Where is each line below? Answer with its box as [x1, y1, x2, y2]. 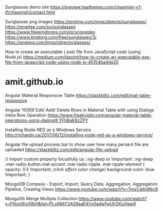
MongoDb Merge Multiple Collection [5, 195, 78, 201]
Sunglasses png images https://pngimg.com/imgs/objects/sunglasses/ [5, 19, 147, 24]
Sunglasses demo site [5, 4, 50, 10]
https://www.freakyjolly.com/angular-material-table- [48, 112, 153, 118]
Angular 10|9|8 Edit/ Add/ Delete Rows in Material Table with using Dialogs [5, 107, 154, 113]
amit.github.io [5, 77, 64, 87]
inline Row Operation [5, 112, 47, 118]
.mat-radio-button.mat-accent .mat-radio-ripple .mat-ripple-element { [5, 161, 145, 167]
